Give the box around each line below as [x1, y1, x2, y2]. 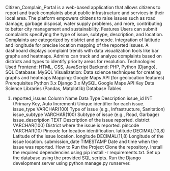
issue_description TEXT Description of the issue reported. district [12, 117, 150, 123]
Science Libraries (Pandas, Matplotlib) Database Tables [5, 85, 122, 91]
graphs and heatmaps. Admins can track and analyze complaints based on [5, 53, 162, 59]
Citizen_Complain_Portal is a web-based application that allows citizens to [5, 5, 161, 10]
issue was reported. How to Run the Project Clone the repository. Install [12, 144, 163, 150]
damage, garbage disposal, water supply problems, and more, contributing [5, 20, 162, 26]
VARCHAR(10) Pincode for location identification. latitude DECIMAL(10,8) [12, 128, 165, 134]
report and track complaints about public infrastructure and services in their [5, 10, 164, 16]
